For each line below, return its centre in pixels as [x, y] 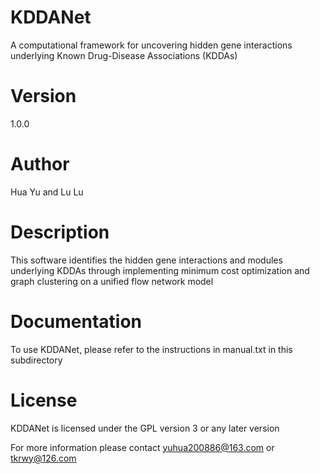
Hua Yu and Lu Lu [47, 192]
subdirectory [36, 360]
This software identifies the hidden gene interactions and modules [146, 260]
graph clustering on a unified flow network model [112, 281]
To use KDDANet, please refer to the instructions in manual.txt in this [151, 349]
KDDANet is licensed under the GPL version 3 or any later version [145, 428]
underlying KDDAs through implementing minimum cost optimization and [160, 270]
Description [60, 232]
